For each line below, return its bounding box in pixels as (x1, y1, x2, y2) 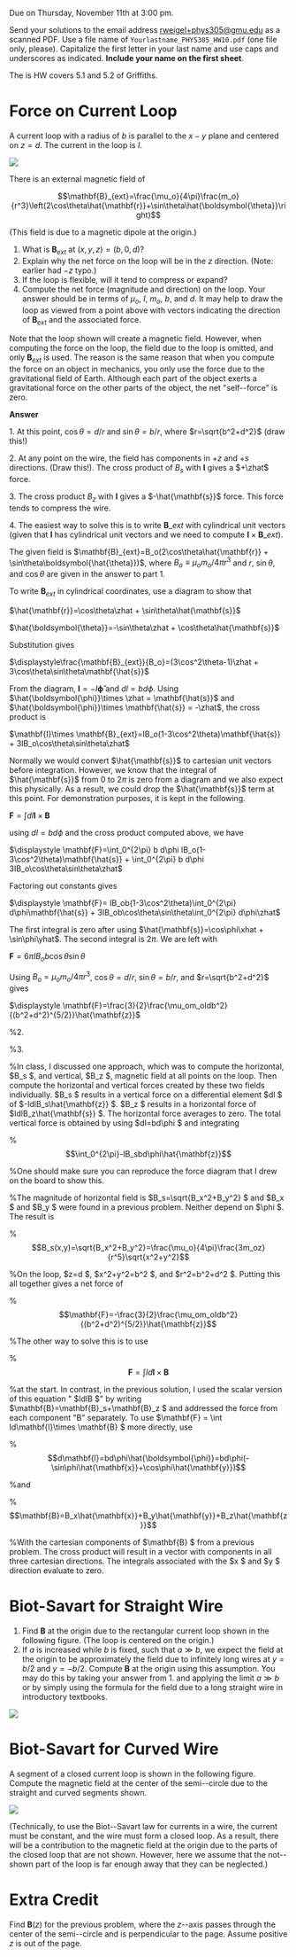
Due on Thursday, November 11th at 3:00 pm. (9, 8, 174, 18)
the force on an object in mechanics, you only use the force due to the (9, 363, 265, 375)
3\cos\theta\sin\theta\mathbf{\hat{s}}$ (9, 666, 150, 676)
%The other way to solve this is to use (9, 1336, 148, 1346)
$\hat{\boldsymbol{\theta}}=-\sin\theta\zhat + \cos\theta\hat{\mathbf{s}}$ (9, 622, 280, 633)
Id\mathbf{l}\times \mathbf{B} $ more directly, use (9, 1422, 193, 1432)
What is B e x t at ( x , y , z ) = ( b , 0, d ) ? (21, 244, 145, 256)
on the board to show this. (9, 1175, 104, 1186)
